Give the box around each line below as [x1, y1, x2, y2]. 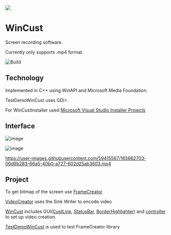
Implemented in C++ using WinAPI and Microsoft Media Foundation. [5, 87, 148, 93]
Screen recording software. [5, 39, 63, 45]
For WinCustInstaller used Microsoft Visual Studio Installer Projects [5, 107, 146, 113]
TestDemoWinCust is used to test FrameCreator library [5, 224, 120, 230]
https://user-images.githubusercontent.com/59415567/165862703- [5, 155, 147, 161]
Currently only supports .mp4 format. [5, 49, 83, 55]
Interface [5, 122, 35, 130]
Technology [5, 74, 44, 83]
